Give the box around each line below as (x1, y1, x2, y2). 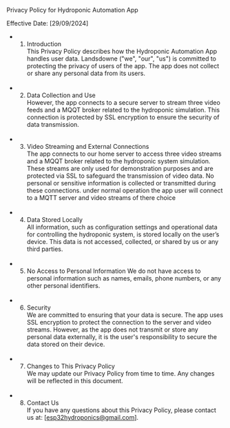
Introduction (26, 40, 62, 48)
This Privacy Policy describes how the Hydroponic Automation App (26, 48, 218, 55)
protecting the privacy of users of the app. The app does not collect (26, 62, 220, 70)
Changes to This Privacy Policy (26, 362, 115, 370)
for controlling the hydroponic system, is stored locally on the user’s (26, 230, 220, 238)
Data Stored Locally (26, 216, 83, 223)
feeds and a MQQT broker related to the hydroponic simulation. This (26, 106, 220, 114)
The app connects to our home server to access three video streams (26, 150, 222, 158)
